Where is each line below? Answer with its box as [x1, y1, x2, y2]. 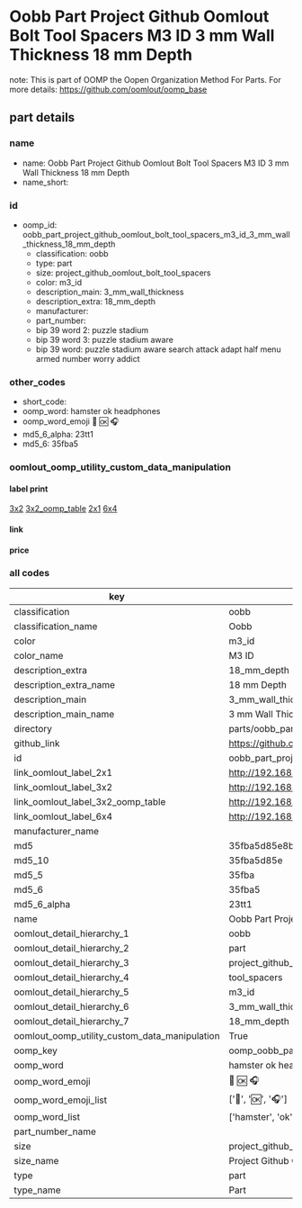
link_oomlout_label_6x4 [13, 810, 113, 823]
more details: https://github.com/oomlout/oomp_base [9, 84, 208, 95]
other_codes [9, 375, 66, 388]
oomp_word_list [13, 1110, 81, 1122]
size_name [13, 1154, 59, 1167]
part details [9, 110, 75, 125]
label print [9, 483, 49, 494]
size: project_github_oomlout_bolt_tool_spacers [35, 267, 211, 278]
